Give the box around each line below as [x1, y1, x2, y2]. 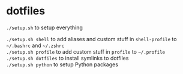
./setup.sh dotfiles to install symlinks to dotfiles [6, 54, 129, 61]
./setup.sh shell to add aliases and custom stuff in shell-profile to [6, 35, 177, 42]
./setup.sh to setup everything [6, 24, 83, 31]
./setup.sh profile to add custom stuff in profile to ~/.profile [6, 48, 166, 55]
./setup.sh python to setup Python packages [6, 61, 119, 68]
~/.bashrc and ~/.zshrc [6, 42, 65, 49]
